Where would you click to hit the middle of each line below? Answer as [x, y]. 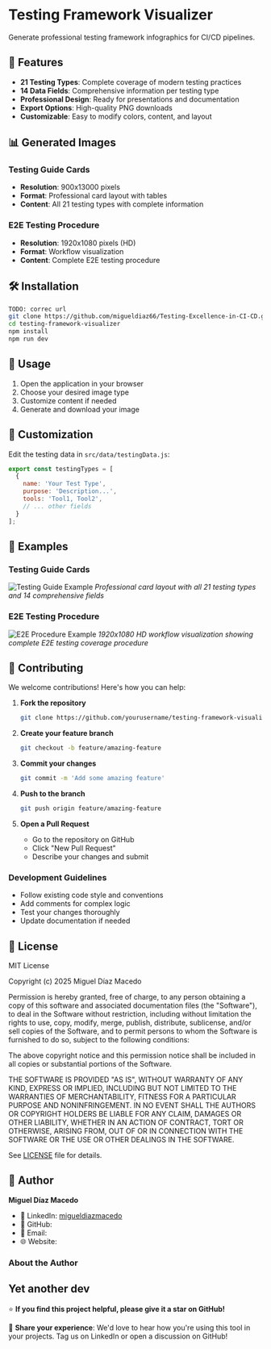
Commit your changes [58, 763]
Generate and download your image [79, 409]
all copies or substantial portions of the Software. [90, 1063]
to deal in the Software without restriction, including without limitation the [130, 1013]
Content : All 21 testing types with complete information [112, 204]
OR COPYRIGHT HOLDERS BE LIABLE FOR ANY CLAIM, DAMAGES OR [125, 1113]
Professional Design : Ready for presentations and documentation [129, 99]
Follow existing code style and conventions [92, 895]
